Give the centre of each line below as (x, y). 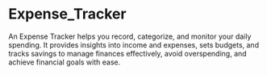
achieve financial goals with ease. (65, 62)
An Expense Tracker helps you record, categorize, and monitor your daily (130, 36)
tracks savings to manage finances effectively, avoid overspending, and (128, 53)
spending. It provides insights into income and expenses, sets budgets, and (134, 44)
